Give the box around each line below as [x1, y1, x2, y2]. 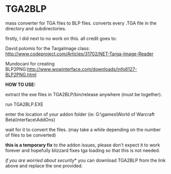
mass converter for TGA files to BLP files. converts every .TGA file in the [5, 20, 157, 26]
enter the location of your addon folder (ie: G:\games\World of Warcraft [5, 111, 155, 117]
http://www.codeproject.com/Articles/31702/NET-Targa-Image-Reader [5, 51, 154, 57]
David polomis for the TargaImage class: [5, 45, 90, 51]
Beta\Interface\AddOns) [5, 116, 56, 123]
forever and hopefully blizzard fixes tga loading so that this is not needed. [5, 147, 160, 154]
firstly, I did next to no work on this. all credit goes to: [5, 35, 117, 41]
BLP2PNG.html [5, 71, 37, 77]
